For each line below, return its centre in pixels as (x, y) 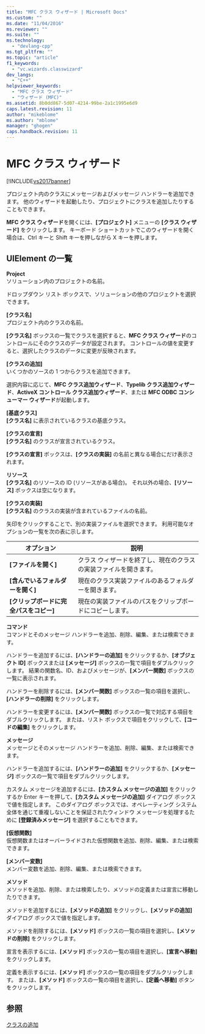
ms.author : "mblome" (33, 120)
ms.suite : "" (23, 35)
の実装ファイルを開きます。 (117, 569)
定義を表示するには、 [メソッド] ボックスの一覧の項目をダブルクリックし (97, 972)
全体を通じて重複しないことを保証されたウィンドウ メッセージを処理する (98, 812)
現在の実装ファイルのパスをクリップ (130, 601)
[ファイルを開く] (33, 564)
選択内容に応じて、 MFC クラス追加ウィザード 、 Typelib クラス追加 (90, 384)
